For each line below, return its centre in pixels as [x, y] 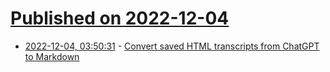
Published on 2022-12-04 [120, 18]
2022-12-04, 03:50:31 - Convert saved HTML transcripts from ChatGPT [172, 46]
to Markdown [52, 56]
